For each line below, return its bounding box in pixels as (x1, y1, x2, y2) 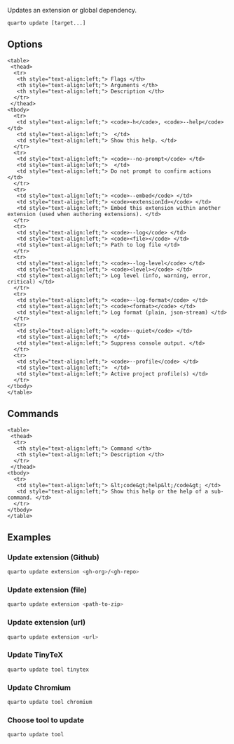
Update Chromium (7, 682, 71, 692)
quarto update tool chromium (7, 698, 92, 705)
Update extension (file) (7, 585, 88, 595)
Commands (7, 408, 60, 420)
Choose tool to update (7, 715, 84, 725)
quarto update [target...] (7, 20, 86, 27)
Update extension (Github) (7, 552, 99, 562)
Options (7, 39, 43, 51)
